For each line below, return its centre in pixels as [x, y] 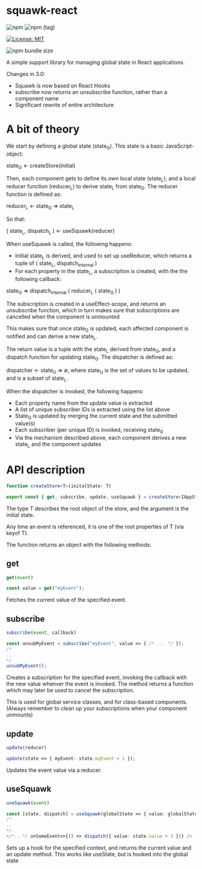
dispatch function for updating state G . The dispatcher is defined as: [90, 358]
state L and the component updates [58, 445]
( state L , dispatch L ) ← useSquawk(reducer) [61, 231]
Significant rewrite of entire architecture [64, 105]
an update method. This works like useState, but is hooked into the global [97, 854]
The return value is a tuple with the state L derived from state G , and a [91, 350]
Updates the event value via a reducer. [54, 770]
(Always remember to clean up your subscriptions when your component [97, 709]
